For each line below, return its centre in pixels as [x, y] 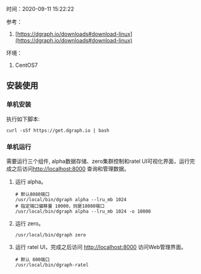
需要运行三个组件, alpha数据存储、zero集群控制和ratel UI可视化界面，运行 [98, 161]
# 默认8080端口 [32, 194]
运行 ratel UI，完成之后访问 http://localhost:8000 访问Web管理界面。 [100, 247]
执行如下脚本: [23, 119]
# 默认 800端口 [32, 259]
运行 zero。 [29, 223]
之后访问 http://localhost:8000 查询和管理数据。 [71, 168]
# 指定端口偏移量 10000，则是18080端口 [60, 206]
